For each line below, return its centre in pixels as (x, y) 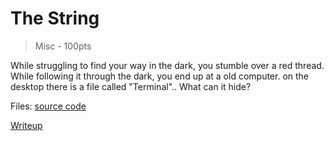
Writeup (26, 125)
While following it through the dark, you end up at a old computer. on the (160, 76)
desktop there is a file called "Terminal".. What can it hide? (131, 86)
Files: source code (48, 106)
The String (55, 18)
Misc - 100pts (63, 46)
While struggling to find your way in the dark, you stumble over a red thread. (167, 65)
